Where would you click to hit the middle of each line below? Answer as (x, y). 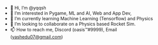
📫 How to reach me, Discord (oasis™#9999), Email (63, 30)
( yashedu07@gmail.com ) (36, 37)
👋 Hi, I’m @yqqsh (28, 8)
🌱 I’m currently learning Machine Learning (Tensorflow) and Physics (82, 18)
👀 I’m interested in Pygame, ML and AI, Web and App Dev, (71, 13)
